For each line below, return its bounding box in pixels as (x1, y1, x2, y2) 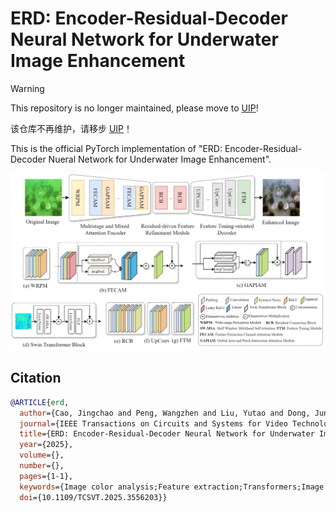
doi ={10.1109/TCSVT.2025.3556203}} (19, 492, 168, 502)
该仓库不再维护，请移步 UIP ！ (10, 122, 133, 134)
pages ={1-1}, (19, 471, 74, 481)
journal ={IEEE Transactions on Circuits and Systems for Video (19, 418, 288, 429)
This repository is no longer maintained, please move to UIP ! (10, 102, 259, 114)
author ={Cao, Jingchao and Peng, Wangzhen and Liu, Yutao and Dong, (19, 408, 311, 418)
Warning (10, 82, 45, 94)
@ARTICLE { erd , (10, 397, 70, 407)
